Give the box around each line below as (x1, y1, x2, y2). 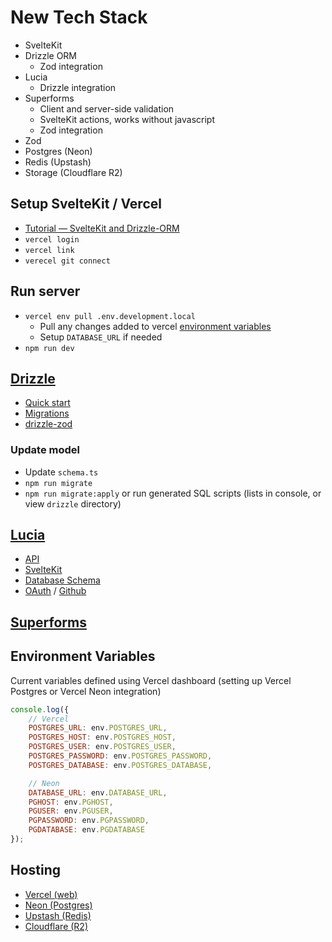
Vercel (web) (24, 888, 78, 900)
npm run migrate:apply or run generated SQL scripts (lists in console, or (24, 487, 322, 499)
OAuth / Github (24, 585, 87, 597)
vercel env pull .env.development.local (24, 311, 196, 321)
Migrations (24, 407, 70, 420)
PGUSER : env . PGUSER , (28, 806, 114, 816)
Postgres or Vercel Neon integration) (10, 685, 162, 697)
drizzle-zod (24, 418, 73, 430)
